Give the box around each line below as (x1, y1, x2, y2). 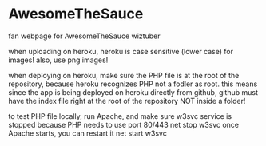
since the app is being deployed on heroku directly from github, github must (8, 87, 258, 97)
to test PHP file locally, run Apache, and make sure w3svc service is (8, 111, 232, 120)
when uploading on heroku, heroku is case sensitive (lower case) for (8, 46, 234, 56)
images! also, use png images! (8, 55, 109, 65)
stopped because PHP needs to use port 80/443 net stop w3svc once (8, 120, 240, 129)
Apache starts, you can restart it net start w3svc (8, 128, 168, 138)
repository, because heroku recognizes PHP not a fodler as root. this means (8, 79, 258, 89)
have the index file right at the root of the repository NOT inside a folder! (8, 96, 246, 105)
